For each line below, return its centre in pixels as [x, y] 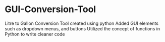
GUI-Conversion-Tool [50, 9]
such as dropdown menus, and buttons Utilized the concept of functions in [82, 28]
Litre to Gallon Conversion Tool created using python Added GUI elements [81, 23]
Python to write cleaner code [35, 34]
